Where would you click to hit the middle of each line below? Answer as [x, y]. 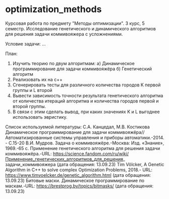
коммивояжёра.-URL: [29, 154]
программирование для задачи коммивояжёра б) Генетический [82, 69]
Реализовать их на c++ [38, 79]
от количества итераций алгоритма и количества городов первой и [86, 101]
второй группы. [29, 106]
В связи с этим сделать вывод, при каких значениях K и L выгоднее [86, 112]
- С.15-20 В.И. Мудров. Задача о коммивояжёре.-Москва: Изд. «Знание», [85, 143]
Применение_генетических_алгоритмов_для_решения [64, 159]
